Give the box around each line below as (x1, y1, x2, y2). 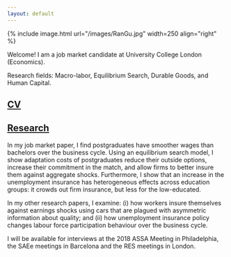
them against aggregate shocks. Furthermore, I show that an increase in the (7, 170, 225, 178)
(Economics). (7, 57, 45, 66)
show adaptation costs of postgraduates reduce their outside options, (7, 155, 207, 164)
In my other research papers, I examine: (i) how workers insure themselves (7, 198, 221, 207)
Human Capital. (7, 78, 52, 87)
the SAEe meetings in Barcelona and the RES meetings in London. (7, 242, 196, 250)
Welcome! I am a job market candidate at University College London (7, 50, 202, 59)
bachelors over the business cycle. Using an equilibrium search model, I (7, 148, 214, 157)
